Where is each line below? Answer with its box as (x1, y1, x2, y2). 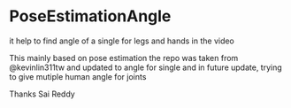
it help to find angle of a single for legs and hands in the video (9, 35, 234, 46)
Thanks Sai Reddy (9, 89, 75, 99)
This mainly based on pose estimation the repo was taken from (9, 52, 239, 63)
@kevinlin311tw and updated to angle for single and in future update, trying (9, 62, 283, 73)
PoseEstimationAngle (9, 6, 172, 27)
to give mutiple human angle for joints (9, 71, 147, 81)
